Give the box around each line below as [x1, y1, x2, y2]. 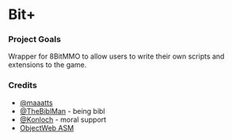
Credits [8, 80, 37, 91]
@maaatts [19, 97, 53, 108]
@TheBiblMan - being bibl [19, 106, 105, 115]
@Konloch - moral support [19, 115, 107, 124]
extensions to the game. [8, 60, 87, 70]
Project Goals [8, 34, 62, 45]
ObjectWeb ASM [19, 123, 74, 132]
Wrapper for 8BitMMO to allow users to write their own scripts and [8, 51, 225, 61]
